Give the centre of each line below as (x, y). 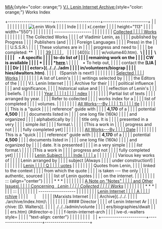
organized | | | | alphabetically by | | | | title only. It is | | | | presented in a (77, 119)
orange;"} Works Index (28, 12)
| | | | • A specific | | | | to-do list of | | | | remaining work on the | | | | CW (79, 57)
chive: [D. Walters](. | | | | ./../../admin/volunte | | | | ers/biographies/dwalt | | (80, 207)
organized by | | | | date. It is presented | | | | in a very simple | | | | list (74, 145)
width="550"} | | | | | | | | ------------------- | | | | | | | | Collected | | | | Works (81, 32)
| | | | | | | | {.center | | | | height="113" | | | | (80, 27)
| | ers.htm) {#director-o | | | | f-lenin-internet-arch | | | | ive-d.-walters (75, 212)
